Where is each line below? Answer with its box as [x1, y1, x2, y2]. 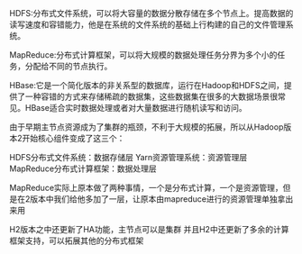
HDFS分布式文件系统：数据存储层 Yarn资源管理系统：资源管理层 [9, 152, 248, 162]
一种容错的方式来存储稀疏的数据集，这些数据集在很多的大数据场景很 [24, 91, 278, 102]
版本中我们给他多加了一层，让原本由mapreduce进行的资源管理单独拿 [30, 194, 286, 204]
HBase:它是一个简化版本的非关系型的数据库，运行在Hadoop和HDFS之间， [9, 80, 284, 90]
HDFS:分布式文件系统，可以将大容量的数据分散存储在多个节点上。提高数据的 [9, 8, 294, 18]
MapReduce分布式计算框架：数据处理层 [9, 163, 158, 174]
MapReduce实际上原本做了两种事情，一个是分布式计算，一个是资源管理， [9, 183, 284, 193]
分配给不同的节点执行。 [24, 61, 113, 71]
